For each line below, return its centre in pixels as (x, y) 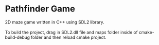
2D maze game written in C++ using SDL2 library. (55, 22)
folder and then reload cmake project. (69, 37)
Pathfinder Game (40, 9)
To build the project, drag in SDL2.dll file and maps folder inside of (71, 32)
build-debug (18, 37)
